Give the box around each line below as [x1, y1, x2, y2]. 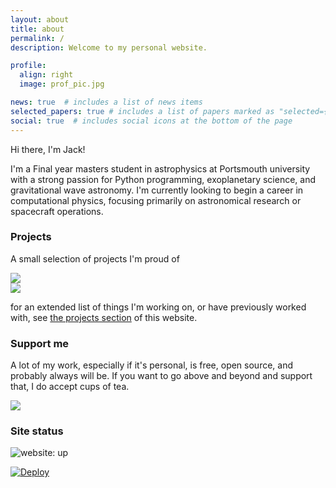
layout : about [10, 14, 70, 25]
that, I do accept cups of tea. [10, 381, 130, 393]
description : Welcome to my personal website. [10, 42, 208, 53]
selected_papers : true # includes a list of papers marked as [10, 106, 275, 116]
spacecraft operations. [10, 205, 104, 217]
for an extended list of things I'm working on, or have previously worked [10, 301, 307, 313]
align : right [19, 70, 74, 80]
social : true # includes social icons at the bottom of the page [10, 116, 293, 126]
